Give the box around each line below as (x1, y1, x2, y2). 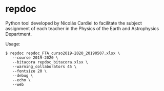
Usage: (5, 40, 20, 47)
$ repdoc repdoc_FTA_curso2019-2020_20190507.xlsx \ (5, 51, 120, 56)
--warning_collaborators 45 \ (12, 64, 77, 69)
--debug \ (12, 73, 33, 78)
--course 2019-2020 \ (12, 55, 58, 60)
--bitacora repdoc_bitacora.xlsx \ (12, 59, 88, 64)
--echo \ (12, 77, 31, 82)
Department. (5, 31, 32, 37)
